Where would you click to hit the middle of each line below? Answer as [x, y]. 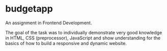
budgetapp [29, 9]
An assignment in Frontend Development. [49, 23]
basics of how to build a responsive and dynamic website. [66, 43]
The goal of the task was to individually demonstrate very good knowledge [84, 32]
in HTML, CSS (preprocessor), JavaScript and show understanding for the [83, 38]
